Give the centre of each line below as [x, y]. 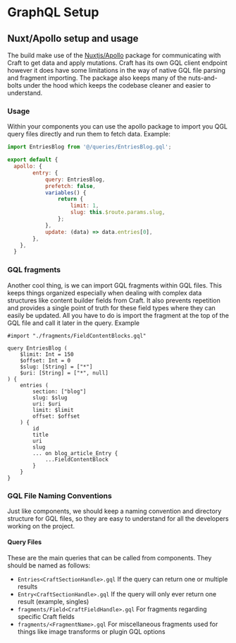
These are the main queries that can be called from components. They [110, 558]
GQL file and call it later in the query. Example [73, 323]
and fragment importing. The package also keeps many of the [97, 78]
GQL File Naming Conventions [60, 495]
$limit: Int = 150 [47, 354]
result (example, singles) [53, 602]
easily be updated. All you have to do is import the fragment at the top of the [118, 315]
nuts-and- [203, 78]
